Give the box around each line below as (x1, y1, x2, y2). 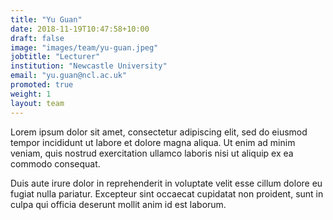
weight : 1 (10, 89, 52, 99)
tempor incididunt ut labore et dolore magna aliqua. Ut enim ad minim (10, 136, 296, 148)
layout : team (10, 98, 65, 108)
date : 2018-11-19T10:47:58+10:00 (10, 24, 150, 34)
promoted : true (10, 80, 74, 90)
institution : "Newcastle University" (10, 61, 168, 71)
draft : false (10, 33, 65, 43)
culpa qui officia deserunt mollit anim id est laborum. (10, 198, 227, 210)
